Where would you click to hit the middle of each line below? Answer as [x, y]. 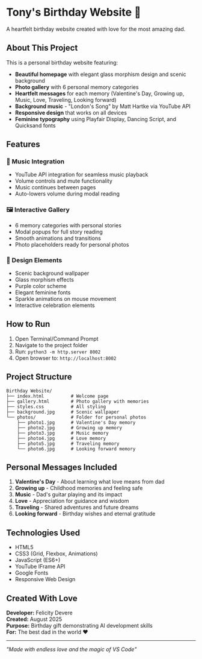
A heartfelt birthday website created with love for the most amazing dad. [96, 29]
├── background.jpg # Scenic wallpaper [63, 412]
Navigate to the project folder [51, 345]
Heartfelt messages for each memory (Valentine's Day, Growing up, [99, 93]
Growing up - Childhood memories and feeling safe [79, 488]
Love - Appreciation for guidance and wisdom [72, 501]
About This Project [42, 48]
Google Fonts [32, 573]
